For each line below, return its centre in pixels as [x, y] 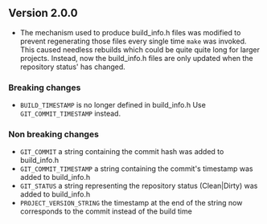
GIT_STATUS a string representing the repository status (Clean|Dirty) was [139, 186]
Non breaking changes [53, 134]
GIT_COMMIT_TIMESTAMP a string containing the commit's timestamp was [136, 169]
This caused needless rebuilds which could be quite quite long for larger [140, 49]
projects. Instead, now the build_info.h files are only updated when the [136, 58]
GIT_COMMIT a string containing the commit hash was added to [122, 152]
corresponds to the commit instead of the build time [106, 211]
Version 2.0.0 [43, 13]
